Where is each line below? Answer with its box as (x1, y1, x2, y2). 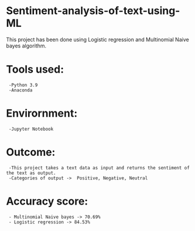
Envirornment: (6, 107, 78, 120)
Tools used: (6, 63, 64, 76)
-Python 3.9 (8, 82, 38, 88)
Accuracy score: (6, 195, 88, 208)
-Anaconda (8, 87, 33, 93)
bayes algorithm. (6, 42, 47, 49)
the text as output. (6, 170, 57, 176)
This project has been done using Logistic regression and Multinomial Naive (6, 36, 189, 43)
